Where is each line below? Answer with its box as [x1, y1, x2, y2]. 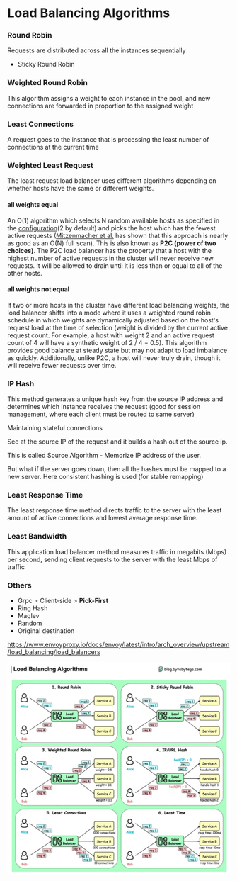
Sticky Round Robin [17, 60, 75, 69]
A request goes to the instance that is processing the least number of [7, 135, 209, 144]
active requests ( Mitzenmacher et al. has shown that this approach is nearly [7, 231, 229, 240]
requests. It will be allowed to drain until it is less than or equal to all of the [7, 261, 223, 270]
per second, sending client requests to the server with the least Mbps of [7, 555, 218, 563]
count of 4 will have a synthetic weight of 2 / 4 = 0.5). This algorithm [7, 338, 207, 347]
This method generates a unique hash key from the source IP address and [7, 395, 224, 403]
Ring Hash [17, 604, 48, 612]
